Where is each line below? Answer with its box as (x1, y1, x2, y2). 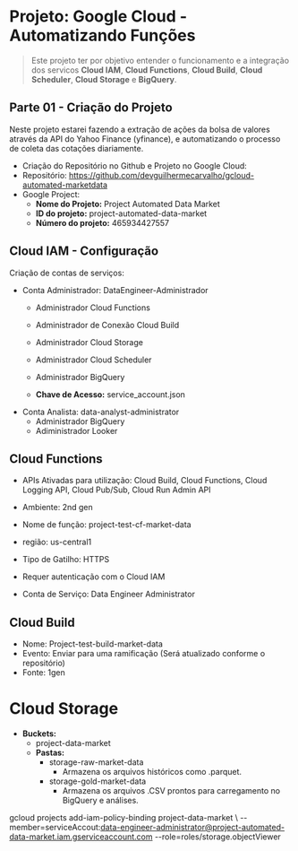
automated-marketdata (21, 179, 108, 190)
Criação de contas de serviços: (9, 267, 125, 278)
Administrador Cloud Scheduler (35, 354, 152, 365)
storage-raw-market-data (48, 757, 144, 768)
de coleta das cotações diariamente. (9, 143, 144, 153)
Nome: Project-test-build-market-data (21, 638, 164, 649)
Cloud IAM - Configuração (9, 244, 159, 259)
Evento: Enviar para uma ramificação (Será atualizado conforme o (21, 648, 266, 659)
